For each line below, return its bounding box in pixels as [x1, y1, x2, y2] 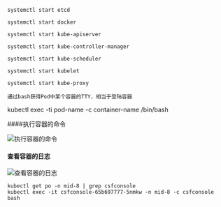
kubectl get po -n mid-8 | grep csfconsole [7, 183, 136, 190]
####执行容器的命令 [7, 120, 66, 128]
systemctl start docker [7, 19, 77, 26]
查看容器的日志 [7, 152, 50, 160]
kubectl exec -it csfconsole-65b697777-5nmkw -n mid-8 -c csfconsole [7, 189, 215, 196]
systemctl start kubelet [7, 68, 80, 75]
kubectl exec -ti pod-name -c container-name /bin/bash [7, 105, 169, 114]
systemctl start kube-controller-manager [7, 43, 130, 50]
